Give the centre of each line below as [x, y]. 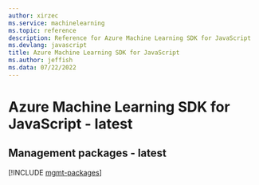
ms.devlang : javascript [48, 45]
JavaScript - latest [71, 124]
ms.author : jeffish [41, 61]
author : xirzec [33, 16]
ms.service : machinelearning [57, 23]
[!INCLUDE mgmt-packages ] [55, 172]
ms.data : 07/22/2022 [43, 68]
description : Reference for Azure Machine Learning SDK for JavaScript [129, 38]
